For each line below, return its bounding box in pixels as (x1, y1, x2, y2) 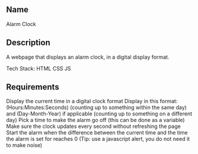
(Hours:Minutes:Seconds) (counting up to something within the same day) (6, 104, 187, 111)
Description (6, 38, 50, 48)
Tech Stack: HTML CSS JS (6, 65, 71, 72)
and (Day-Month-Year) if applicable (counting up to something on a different (6, 110, 193, 117)
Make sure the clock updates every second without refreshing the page (6, 123, 181, 130)
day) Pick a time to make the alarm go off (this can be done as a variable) (6, 117, 185, 124)
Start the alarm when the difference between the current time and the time (6, 129, 188, 136)
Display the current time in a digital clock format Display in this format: (6, 98, 178, 105)
